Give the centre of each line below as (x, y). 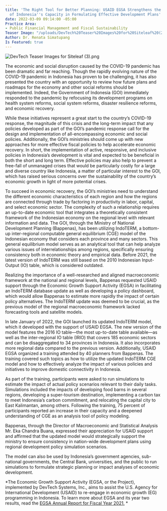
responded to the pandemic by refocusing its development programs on (79, 98)
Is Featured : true (24, 42)
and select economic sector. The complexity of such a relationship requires (82, 207)
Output (12, 265)
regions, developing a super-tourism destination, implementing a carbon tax (83, 394)
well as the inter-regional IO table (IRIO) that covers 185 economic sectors (81, 337)
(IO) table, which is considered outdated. (62, 265)
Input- (148, 260)
